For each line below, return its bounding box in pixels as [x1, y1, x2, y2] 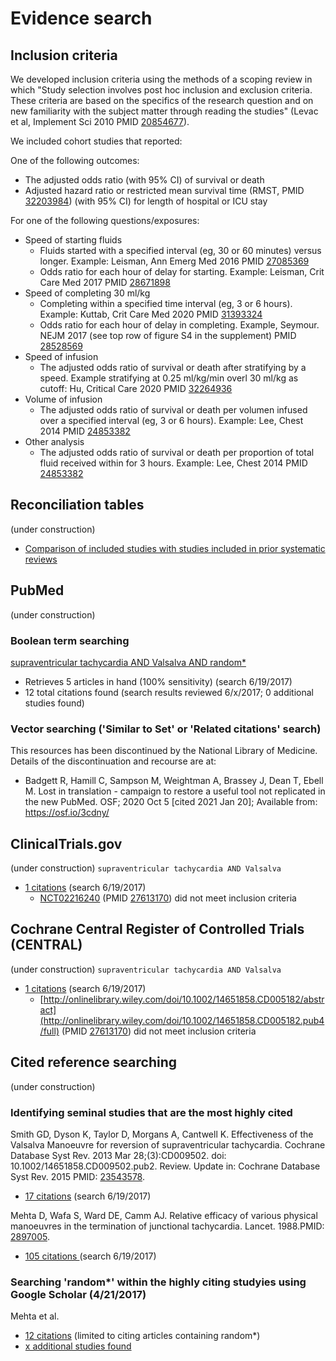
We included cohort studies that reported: [10, 135, 183, 147]
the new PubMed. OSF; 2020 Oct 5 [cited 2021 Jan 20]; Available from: [24, 796, 318, 808]
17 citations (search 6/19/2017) [24, 1190, 152, 1202]
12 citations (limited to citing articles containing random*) [24, 1330, 261, 1342]
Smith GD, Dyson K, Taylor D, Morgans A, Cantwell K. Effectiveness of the [10, 1128, 314, 1140]
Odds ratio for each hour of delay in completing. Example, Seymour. [39, 319, 320, 331]
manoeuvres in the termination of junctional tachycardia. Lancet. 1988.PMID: [10, 1220, 325, 1232]
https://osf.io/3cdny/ [24, 807, 110, 819]
